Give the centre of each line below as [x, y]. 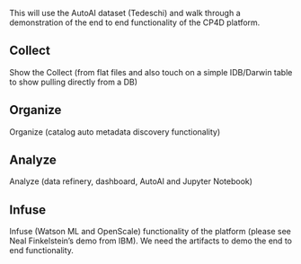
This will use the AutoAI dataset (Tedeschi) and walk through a [125, 13]
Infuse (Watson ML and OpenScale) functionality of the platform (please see [150, 232]
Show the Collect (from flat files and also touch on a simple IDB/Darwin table [151, 72]
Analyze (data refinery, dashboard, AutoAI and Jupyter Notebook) [131, 181]
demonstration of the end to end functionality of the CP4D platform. [135, 22]
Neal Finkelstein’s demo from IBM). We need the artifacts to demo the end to [150, 241]
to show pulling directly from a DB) [73, 82]
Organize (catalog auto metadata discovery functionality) [115, 132]
